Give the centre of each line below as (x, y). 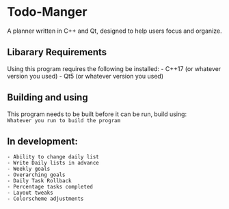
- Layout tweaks (30, 193)
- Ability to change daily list (53, 157)
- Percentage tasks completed (50, 187)
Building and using (48, 97)
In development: (43, 141)
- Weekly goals (29, 169)
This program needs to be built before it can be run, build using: (97, 114)
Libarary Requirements (57, 52)
